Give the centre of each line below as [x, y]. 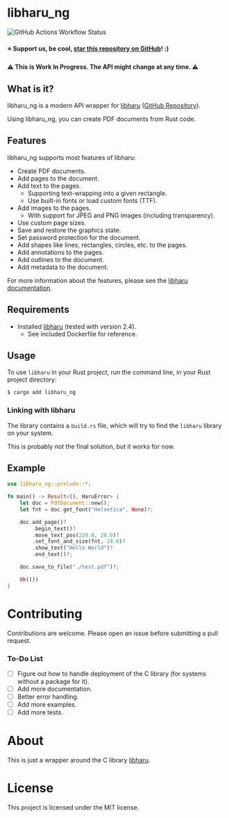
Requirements [38, 310]
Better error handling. [48, 697]
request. [19, 640]
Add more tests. [40, 712]
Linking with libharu [41, 410]
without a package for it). [53, 682]
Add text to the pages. [49, 186]
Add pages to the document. [58, 178]
